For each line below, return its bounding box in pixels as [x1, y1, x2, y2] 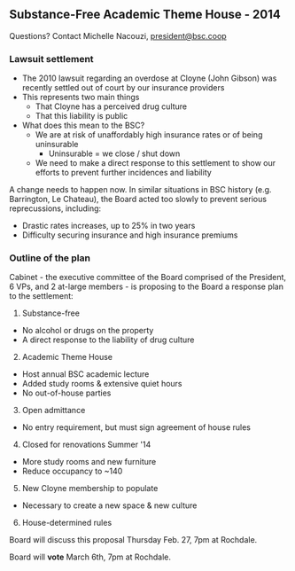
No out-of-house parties [21, 387, 112, 398]
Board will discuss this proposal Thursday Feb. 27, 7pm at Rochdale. [9, 535, 258, 545]
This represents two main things [21, 92, 140, 103]
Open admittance [21, 405, 86, 416]
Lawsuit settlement [9, 52, 95, 65]
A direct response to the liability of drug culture [21, 334, 195, 345]
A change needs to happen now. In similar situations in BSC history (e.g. [9, 184, 272, 195]
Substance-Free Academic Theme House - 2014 [9, 7, 281, 22]
